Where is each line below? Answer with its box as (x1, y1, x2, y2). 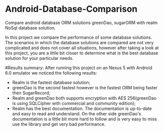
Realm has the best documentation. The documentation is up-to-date (12, 106, 152, 111)
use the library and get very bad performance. (12, 121, 106, 127)
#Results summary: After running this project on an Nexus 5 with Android (5, 65, 153, 71)
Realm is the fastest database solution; (12, 79, 91, 85)
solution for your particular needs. (5, 55, 74, 61)
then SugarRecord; (12, 90, 50, 96)
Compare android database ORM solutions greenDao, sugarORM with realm (5, 20, 158, 26)
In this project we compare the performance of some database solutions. (5, 34, 152, 40)
